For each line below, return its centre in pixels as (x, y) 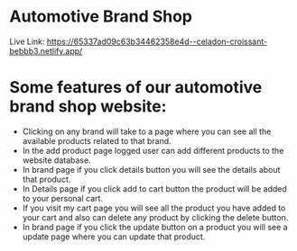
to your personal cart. (63, 198)
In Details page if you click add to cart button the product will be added (154, 188)
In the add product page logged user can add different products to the (153, 150)
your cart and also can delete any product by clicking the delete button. (155, 217)
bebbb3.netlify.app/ (46, 50)
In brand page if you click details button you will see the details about (151, 169)
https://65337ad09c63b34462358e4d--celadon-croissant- (157, 41)
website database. (57, 160)
